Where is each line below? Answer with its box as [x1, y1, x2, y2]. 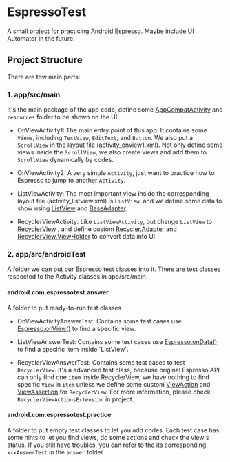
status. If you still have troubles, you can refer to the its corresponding [7, 441, 207, 449]
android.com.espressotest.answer [7, 288, 109, 297]
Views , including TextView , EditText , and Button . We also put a [17, 134, 194, 142]
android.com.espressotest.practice [7, 411, 112, 419]
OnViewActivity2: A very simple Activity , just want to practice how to [17, 169, 215, 177]
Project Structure [7, 54, 83, 66]
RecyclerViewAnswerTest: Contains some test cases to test [17, 358, 185, 366]
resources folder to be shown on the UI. [7, 113, 119, 121]
